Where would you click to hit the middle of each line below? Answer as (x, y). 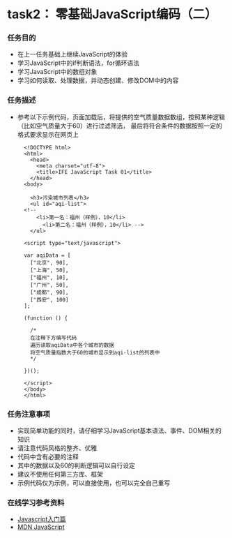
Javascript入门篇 (41, 519)
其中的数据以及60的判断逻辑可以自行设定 (76, 465)
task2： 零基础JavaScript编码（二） (112, 14)
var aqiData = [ (47, 255)
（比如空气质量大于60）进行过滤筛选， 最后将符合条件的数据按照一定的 (120, 126)
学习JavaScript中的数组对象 (57, 72)
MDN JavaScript (41, 527)
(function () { (46, 318)
